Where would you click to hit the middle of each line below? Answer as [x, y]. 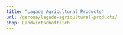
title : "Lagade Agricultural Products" [55, 12]
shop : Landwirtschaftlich [38, 23]
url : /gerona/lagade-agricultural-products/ [62, 17]
